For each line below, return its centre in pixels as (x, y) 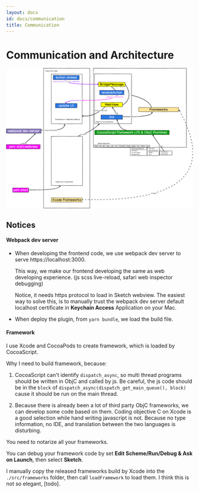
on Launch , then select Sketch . (45, 460)
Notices (21, 225)
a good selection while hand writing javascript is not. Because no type (100, 418)
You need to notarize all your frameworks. (57, 442)
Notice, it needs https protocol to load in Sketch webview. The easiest (100, 295)
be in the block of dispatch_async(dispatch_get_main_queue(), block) (100, 388)
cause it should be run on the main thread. (66, 394)
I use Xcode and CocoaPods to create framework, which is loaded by (91, 346)
